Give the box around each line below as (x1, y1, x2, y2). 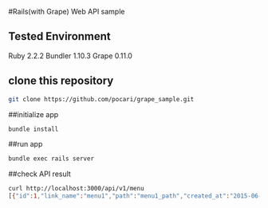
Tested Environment (8, 29, 112, 43)
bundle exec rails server (8, 155, 94, 163)
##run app (8, 139, 43, 149)
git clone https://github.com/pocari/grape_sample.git (8, 95, 195, 103)
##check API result (8, 169, 72, 179)
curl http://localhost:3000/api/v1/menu (8, 185, 145, 193)
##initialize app (8, 109, 59, 119)
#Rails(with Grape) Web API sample (8, 7, 125, 16)
